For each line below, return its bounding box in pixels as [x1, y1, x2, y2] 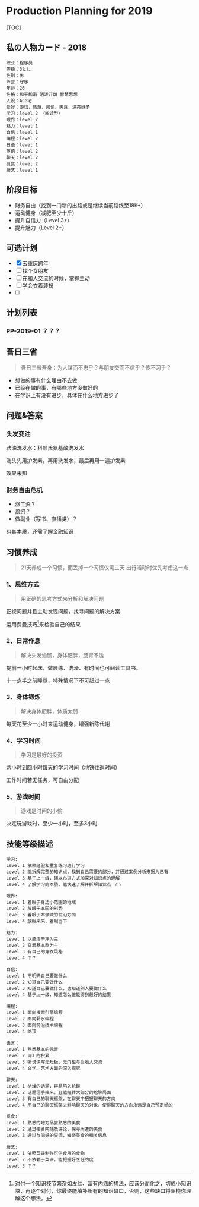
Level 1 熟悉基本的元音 [6, 1047, 59, 1052]
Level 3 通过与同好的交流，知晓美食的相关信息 [6, 1133, 107, 1139]
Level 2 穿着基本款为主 [6, 943, 59, 948]
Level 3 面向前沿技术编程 [6, 1022, 63, 1029]
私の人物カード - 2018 [6, 43, 87, 53]
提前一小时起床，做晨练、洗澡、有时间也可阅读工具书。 [6, 664, 141, 671]
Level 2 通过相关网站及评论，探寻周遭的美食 [6, 1126, 102, 1133]
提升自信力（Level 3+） [14, 216, 73, 223]
